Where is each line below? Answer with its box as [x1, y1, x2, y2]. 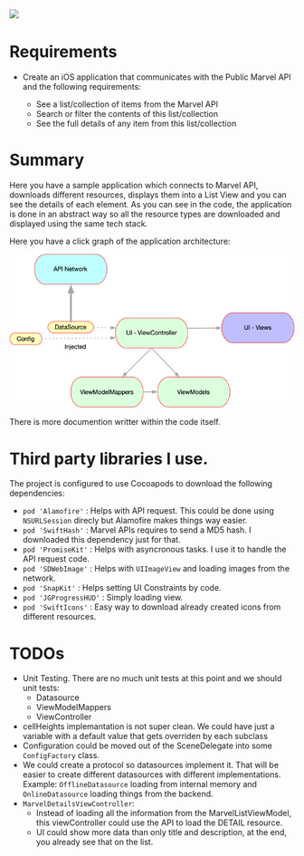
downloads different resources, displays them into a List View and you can [9, 189, 287, 200]
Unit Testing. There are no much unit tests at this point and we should [22, 673, 282, 684]
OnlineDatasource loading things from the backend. [22, 788, 214, 800]
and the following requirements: [22, 81, 142, 91]
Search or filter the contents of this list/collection [35, 108, 219, 119]
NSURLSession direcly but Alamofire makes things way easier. [22, 515, 248, 526]
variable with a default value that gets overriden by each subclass [22, 731, 269, 742]
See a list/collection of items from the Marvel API [35, 99, 219, 110]
